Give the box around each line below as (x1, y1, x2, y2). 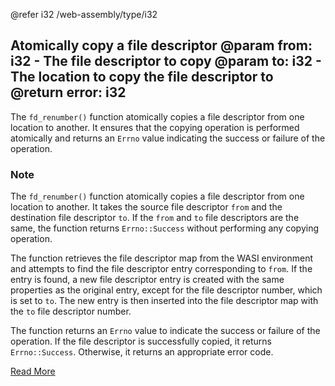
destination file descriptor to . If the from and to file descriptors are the (10, 212, 300, 224)
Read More (10, 365, 56, 378)
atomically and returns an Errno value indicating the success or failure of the (10, 132, 326, 144)
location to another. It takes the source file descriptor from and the (10, 201, 283, 213)
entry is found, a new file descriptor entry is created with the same (10, 274, 285, 286)
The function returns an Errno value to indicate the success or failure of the (10, 325, 321, 337)
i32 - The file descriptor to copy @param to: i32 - (10, 53, 322, 70)
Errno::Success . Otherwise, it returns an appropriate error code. (10, 346, 274, 358)
